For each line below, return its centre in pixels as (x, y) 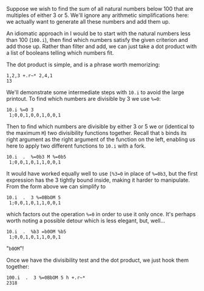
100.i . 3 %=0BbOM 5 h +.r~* (46, 278)
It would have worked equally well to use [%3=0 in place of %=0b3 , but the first (102, 173)
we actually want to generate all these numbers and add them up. (88, 22)
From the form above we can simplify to (56, 187)
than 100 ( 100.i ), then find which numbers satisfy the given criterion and (97, 40)
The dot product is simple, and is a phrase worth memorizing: (83, 64)
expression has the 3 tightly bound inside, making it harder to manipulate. (98, 180)
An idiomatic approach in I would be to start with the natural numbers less (99, 33)
